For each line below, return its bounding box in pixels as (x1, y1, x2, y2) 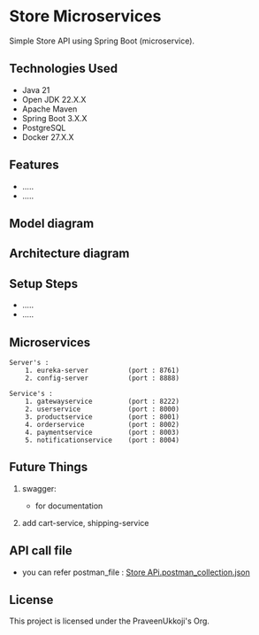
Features (9, 158, 59, 173)
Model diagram (9, 215, 95, 231)
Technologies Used (9, 61, 118, 76)
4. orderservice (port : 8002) (25, 420, 179, 429)
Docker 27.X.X (21, 131, 74, 143)
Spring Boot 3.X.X (21, 112, 88, 123)
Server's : (9, 358, 50, 367)
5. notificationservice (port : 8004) (25, 436, 179, 445)
